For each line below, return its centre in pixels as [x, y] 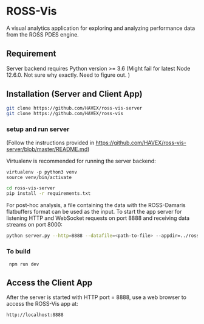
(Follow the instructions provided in [50, 143]
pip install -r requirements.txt [49, 194]
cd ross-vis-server [31, 188]
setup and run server [38, 129]
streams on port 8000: [34, 225]
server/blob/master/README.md [47, 149]
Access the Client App [49, 282]
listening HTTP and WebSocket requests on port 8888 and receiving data [98, 218]
